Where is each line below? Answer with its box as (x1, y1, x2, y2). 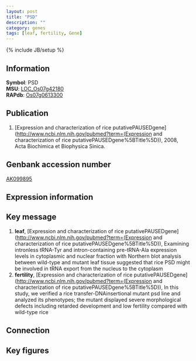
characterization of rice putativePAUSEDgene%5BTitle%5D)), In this (14, 284, 179, 291)
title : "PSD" (6, 14, 38, 20)
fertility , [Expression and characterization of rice (14, 271, 133, 278)
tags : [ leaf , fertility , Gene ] (6, 30, 82, 36)
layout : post (6, 8, 38, 15)
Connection (6, 326, 50, 336)
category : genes (6, 25, 46, 31)
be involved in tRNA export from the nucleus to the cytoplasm (14, 265, 163, 272)
